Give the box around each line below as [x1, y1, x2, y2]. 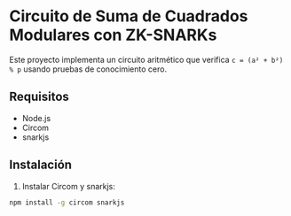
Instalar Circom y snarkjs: [21, 181, 115, 191]
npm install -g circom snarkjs [9, 197, 125, 207]
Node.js [21, 112, 51, 123]
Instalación [9, 158, 73, 173]
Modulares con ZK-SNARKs [9, 25, 217, 45]
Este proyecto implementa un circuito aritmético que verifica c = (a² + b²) [9, 54, 284, 65]
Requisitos [9, 89, 69, 104]
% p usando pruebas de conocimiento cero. [9, 64, 167, 74]
